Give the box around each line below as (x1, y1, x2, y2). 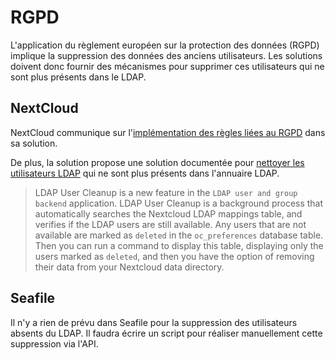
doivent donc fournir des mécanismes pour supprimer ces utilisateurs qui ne (10, 60, 325, 72)
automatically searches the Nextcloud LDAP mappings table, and (34, 207, 303, 220)
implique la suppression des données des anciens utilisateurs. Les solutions (10, 49, 323, 61)
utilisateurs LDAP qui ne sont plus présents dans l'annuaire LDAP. (10, 167, 280, 179)
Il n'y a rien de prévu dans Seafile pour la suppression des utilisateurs (10, 316, 298, 328)
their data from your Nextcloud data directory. (34, 261, 225, 273)
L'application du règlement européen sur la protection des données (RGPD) (10, 39, 320, 51)
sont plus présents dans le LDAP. (10, 71, 147, 83)
